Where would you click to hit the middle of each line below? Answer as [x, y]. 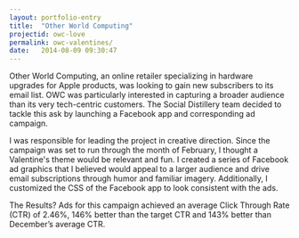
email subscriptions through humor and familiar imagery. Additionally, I [139, 178]
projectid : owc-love [48, 34]
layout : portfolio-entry [55, 17]
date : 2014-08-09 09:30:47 [63, 51]
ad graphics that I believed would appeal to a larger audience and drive [139, 169]
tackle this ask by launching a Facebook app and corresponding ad [132, 114]
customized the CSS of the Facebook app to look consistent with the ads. [144, 188]
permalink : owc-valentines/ [61, 42]
